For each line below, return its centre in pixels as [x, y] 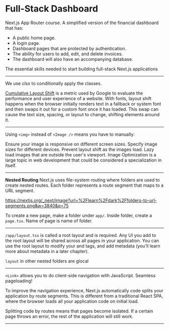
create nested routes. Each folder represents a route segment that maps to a [84, 185]
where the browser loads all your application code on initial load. [72, 301]
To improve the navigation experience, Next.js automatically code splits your [84, 290]
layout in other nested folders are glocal [47, 261]
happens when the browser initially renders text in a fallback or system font [83, 104]
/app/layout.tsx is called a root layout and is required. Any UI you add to [81, 235]
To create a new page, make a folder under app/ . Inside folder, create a [79, 215]
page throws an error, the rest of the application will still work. [69, 316]
